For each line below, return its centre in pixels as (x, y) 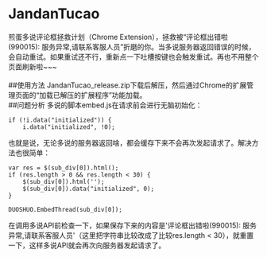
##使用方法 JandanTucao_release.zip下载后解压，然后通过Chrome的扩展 (128, 85)
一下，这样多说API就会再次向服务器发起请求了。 (87, 245)
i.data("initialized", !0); (69, 127)
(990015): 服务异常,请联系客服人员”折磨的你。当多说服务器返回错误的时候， (132, 47)
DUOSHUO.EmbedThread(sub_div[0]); (66, 209)
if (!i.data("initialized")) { (60, 120)
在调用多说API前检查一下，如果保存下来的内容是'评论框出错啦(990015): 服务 (132, 225)
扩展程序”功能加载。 (114, 95)
